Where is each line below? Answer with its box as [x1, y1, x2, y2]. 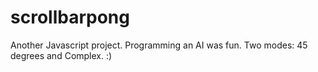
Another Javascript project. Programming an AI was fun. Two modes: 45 [10, 39, 308, 51]
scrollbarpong [10, 6, 130, 29]
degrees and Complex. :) [10, 49, 113, 61]
